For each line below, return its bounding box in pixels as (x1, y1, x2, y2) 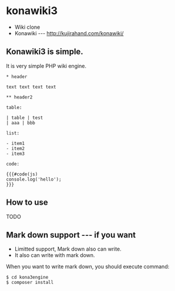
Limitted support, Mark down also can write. (14, 245, 122, 253)
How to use (6, 198, 48, 208)
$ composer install (6, 280, 54, 286)
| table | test (6, 114, 43, 121)
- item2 (6, 145, 25, 151)
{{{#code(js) (6, 171, 38, 177)
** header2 (6, 94, 33, 100)
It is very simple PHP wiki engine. (6, 62, 87, 69)
